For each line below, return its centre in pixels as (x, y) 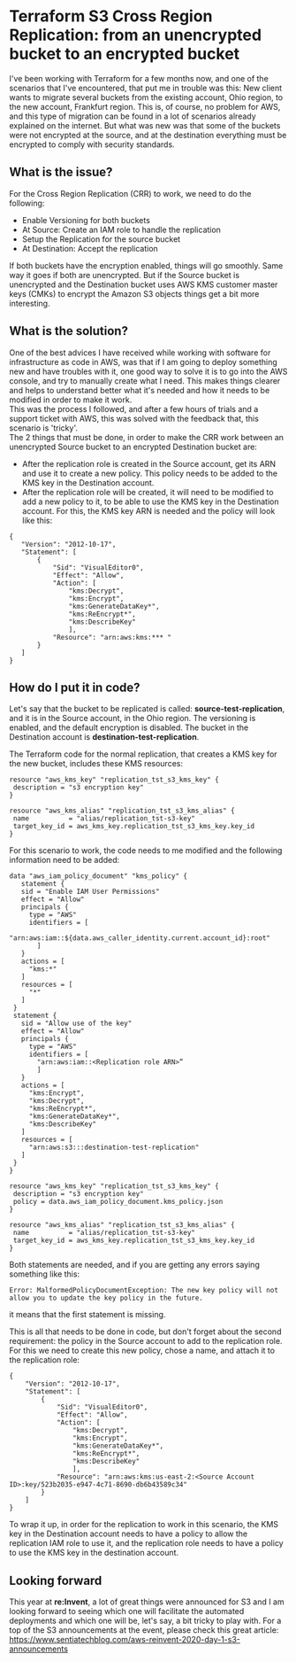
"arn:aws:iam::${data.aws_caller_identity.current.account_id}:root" (140, 938)
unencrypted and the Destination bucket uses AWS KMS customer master (144, 284)
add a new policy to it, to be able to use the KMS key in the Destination (150, 501)
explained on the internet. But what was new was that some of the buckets (145, 125)
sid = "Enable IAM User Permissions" (91, 892)
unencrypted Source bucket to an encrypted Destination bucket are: (133, 447)
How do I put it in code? (75, 687)
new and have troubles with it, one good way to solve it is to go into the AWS (148, 371)
